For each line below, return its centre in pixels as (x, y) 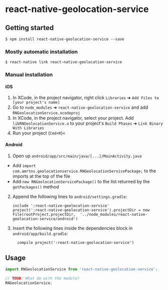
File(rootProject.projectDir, (44, 214)
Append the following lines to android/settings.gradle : (70, 196)
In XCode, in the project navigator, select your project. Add (73, 118)
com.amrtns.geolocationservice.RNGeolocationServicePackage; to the (84, 171)
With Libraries (28, 128)
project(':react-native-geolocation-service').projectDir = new (81, 210)
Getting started (30, 28)
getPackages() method (36, 187)
